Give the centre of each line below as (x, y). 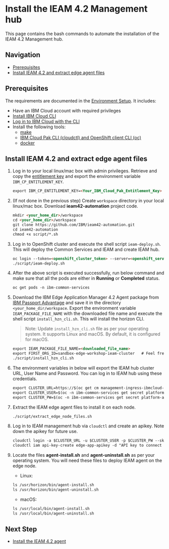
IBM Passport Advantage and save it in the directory (67, 303)
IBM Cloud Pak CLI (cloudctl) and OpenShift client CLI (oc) (80, 137)
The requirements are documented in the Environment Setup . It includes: (81, 101)
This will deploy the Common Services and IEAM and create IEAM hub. (86, 249)
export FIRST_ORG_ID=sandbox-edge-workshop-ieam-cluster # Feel (84, 354)
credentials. (25, 379)
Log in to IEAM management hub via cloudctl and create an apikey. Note (88, 426)
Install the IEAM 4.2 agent (39, 541)
